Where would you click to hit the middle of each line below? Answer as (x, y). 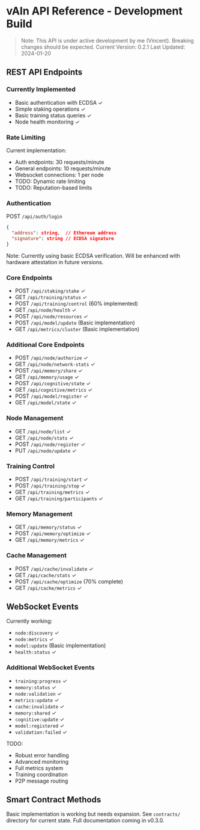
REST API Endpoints (44, 73)
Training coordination (41, 774)
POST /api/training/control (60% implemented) (76, 304)
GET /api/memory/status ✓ (48, 527)
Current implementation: (36, 150)
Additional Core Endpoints (45, 344)
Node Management (35, 418)
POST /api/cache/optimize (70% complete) (69, 581)
